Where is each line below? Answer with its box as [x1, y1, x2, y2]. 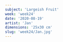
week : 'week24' [5, 12, 36, 16]
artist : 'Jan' [5, 20, 34, 26]
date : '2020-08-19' [5, 16, 44, 21]
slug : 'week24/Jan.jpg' [5, 29, 53, 34]
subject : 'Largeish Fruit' [5, 7, 59, 12]
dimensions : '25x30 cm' [5, 25, 53, 30]
